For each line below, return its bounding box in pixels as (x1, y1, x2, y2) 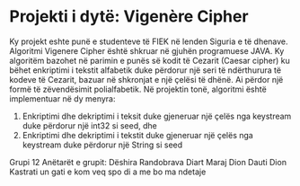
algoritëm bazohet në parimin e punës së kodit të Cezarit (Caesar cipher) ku (9, 55, 290, 66)
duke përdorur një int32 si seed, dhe (22, 120, 157, 131)
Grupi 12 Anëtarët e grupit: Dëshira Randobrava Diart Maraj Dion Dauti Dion (9, 156, 287, 167)
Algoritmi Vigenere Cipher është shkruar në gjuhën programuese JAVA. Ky (9, 45, 285, 56)
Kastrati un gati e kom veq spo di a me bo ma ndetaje (9, 166, 207, 177)
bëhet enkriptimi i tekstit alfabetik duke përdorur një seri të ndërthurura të (9, 65, 281, 75)
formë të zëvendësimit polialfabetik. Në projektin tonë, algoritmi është (9, 84, 267, 94)
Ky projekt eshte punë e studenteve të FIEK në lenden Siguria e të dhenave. (9, 36, 289, 47)
